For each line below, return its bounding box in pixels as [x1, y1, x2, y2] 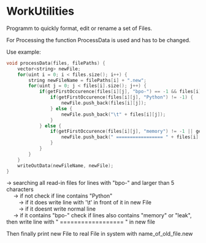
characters [6, 185, 34, 193]
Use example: [6, 48, 41, 56]
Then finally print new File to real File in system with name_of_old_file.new [6, 230, 193, 237]
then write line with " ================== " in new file [6, 219, 155, 226]
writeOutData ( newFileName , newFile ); [17, 162, 114, 169]
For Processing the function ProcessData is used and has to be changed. [6, 36, 191, 43]
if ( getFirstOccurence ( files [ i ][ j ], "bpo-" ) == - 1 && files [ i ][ [39, 89, 204, 95]
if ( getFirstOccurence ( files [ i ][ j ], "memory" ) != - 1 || [50, 129, 194, 135]
